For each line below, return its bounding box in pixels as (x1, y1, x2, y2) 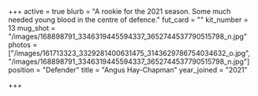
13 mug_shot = (8, 24, 56, 32)
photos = (8, 40, 38, 50)
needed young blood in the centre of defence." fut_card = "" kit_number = (8, 15, 249, 24)
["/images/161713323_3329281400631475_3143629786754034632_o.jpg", (8, 49, 251, 57)
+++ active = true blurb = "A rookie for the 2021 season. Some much (8, 7, 231, 16)
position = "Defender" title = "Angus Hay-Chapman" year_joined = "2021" (8, 65, 249, 74)
